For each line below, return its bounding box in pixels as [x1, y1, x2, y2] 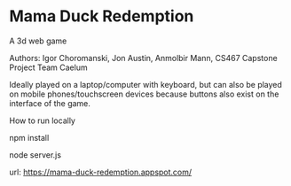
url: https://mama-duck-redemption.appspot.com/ [9, 167, 193, 177]
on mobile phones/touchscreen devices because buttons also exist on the [9, 89, 279, 99]
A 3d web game [9, 35, 67, 46]
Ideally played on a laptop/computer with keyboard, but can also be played [9, 79, 282, 89]
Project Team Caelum [9, 62, 88, 73]
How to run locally [9, 115, 75, 126]
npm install [9, 132, 50, 143]
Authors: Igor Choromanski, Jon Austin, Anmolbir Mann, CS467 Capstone [9, 52, 278, 63]
